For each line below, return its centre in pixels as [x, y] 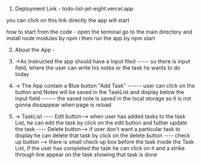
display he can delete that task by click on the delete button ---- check [102, 135]
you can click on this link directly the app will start [68, 20]
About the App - [35, 50]
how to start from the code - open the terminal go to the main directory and [99, 32]
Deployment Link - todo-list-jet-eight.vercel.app [74, 9]
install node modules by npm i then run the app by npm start [81, 38]
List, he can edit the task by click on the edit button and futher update [101, 123]
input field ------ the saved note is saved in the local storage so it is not [103, 98]
